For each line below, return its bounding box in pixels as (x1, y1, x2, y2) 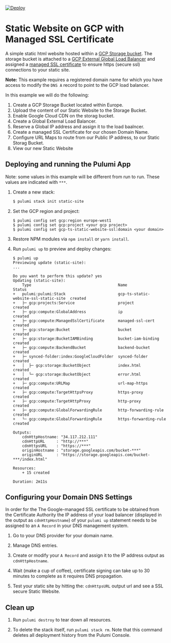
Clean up (5, 603, 35, 612)
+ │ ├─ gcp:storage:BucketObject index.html (12, 363, 141, 368)
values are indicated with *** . (5, 179, 67, 185)
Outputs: (12, 430, 32, 435)
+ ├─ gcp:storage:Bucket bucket (12, 327, 132, 332)
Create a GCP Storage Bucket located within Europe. (12, 102, 124, 108)
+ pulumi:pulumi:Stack (12, 291, 66, 296)
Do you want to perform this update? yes (12, 273, 102, 278)
